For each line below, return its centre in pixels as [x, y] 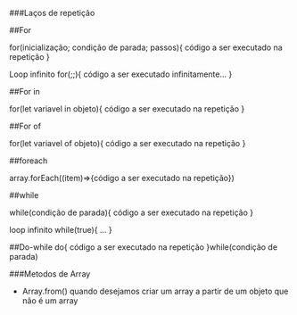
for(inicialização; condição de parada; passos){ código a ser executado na [146, 47]
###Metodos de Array [50, 274]
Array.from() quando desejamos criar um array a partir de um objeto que [155, 291]
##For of [25, 126]
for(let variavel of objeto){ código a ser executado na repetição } [128, 143]
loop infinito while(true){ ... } [61, 230]
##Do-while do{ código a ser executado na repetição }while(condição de [144, 247]
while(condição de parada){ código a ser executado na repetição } [132, 212]
